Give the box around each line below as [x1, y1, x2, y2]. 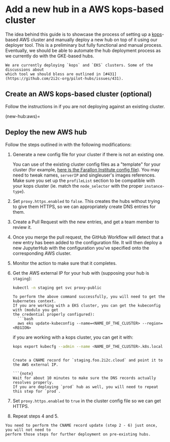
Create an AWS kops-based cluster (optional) [5, 90, 152, 99]
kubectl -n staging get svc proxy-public [12, 285, 102, 290]
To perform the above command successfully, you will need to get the [12, 294, 165, 300]
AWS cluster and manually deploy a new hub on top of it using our [19, 37, 158, 43]
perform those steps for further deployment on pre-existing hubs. [5, 432, 151, 437]
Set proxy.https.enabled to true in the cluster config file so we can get [12, 398, 161, 404]
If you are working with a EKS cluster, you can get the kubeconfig [12, 303, 161, 308]
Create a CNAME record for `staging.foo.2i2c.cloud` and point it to [12, 358, 163, 363]
